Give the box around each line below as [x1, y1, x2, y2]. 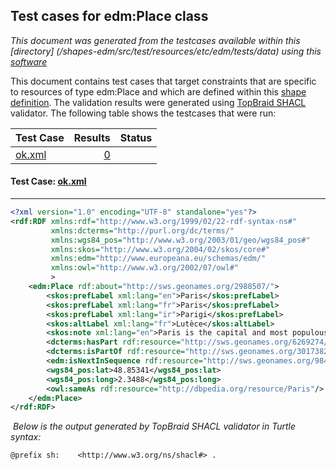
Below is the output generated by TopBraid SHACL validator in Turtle [12, 420, 297, 433]
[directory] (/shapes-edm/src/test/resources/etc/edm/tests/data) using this [10, 45, 322, 57]
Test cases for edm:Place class [10, 8, 209, 25]
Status [119, 130, 153, 144]
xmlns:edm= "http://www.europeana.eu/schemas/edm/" [50, 254, 267, 264]
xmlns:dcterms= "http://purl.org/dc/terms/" [50, 225, 235, 236]
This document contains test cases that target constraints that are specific [10, 75, 317, 87]
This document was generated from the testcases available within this [10, 34, 301, 46]
